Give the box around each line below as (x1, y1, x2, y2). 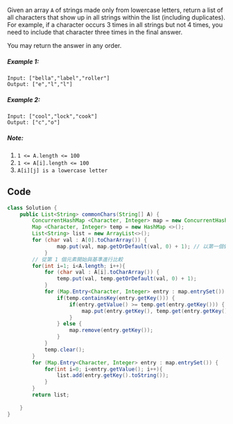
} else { (56, 321, 82, 328)
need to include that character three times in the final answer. (7, 28, 182, 36)
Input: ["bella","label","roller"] (7, 74, 110, 82)
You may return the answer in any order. (7, 42, 122, 49)
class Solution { (7, 204, 58, 211)
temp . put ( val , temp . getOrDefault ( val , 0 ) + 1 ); (56, 275, 197, 282)
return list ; (32, 391, 70, 398)
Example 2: (7, 95, 40, 103)
